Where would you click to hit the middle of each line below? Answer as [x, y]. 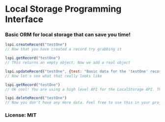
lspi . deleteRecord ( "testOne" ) [36, 98]
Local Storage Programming [63, 9]
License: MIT [21, 115]
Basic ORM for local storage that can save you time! [68, 35]
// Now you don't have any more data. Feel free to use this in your [78, 103]
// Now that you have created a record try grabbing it [63, 49]
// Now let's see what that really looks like [54, 76]
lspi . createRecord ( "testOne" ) [36, 45]
